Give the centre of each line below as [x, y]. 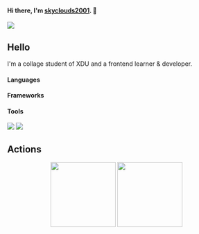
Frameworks [26, 96]
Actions [24, 149]
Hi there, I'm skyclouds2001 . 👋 [52, 10]
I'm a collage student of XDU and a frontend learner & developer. [100, 64]
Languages [24, 80]
